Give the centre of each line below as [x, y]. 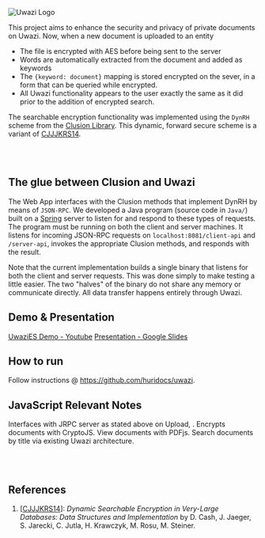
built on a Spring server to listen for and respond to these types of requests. [132, 218]
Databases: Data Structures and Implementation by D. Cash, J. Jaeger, [135, 517]
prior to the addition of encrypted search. [87, 102]
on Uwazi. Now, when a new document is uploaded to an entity [111, 36]
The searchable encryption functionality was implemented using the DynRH [129, 117]
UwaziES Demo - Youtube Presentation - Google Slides [98, 336]
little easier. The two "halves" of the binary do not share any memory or [125, 284]
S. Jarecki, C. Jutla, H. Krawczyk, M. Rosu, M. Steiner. [108, 525]
